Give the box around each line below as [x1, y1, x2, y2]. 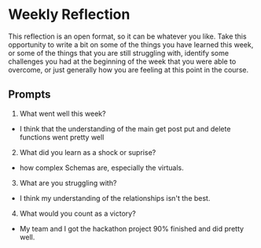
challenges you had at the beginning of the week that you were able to [8, 57, 237, 66]
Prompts [8, 88, 51, 102]
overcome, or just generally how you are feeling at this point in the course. [8, 65, 249, 74]
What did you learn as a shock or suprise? [19, 147, 156, 157]
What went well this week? [19, 109, 106, 118]
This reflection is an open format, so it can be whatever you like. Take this [8, 31, 247, 41]
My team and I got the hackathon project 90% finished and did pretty [19, 224, 244, 233]
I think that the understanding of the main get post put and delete [19, 124, 231, 133]
